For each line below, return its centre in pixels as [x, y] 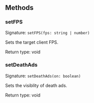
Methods [19, 8]
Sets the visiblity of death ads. [36, 85]
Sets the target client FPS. [32, 42]
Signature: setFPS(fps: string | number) [47, 33]
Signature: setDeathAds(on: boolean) [43, 76]
